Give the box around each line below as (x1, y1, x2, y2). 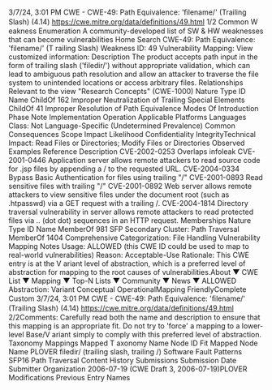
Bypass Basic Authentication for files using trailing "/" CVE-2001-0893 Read (8, 173, 264, 182)
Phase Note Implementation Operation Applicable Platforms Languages (8, 113, 247, 122)
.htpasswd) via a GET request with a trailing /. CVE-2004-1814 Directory (8, 199, 249, 208)
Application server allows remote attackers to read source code (47, 156, 261, 165)
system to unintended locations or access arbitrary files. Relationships (8, 78, 244, 88)
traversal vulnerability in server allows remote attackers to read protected (8, 207, 254, 216)
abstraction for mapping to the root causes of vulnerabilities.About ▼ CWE (8, 268, 259, 276)
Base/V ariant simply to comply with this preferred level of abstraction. (25, 330, 262, 339)
